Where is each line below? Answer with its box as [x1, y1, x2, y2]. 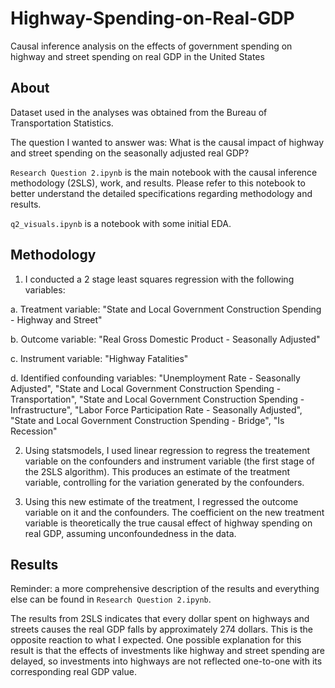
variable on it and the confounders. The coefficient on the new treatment [24, 506, 325, 518]
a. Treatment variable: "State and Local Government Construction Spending [10, 303, 322, 315]
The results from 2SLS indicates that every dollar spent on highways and [10, 613, 310, 625]
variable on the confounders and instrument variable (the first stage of [24, 455, 315, 467]
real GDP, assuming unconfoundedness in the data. [24, 527, 237, 539]
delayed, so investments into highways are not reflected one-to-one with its [10, 655, 323, 667]
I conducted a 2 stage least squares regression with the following [24, 273, 295, 285]
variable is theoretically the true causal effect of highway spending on [24, 517, 313, 529]
